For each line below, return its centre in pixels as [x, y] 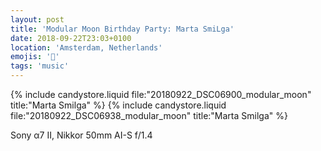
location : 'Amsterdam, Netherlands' [86, 47]
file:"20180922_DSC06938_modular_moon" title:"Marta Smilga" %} [149, 115]
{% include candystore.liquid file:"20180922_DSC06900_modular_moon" [161, 94]
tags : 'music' [40, 66]
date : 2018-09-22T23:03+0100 [71, 38]
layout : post [37, 19]
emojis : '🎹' [35, 57]
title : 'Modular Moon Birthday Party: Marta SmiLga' [122, 29]
